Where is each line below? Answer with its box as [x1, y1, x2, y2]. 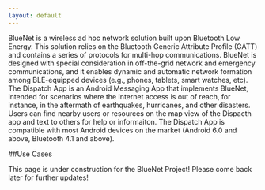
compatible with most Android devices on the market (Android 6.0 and [8, 125, 237, 135]
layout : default [8, 11, 62, 20]
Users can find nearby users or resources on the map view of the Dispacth [8, 108, 252, 118]
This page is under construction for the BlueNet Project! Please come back [8, 164, 252, 173]
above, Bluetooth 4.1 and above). [8, 133, 115, 143]
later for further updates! [8, 173, 89, 182]
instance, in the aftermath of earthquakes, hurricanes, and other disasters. [8, 100, 251, 110]
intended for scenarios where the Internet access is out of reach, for [8, 91, 231, 101]
